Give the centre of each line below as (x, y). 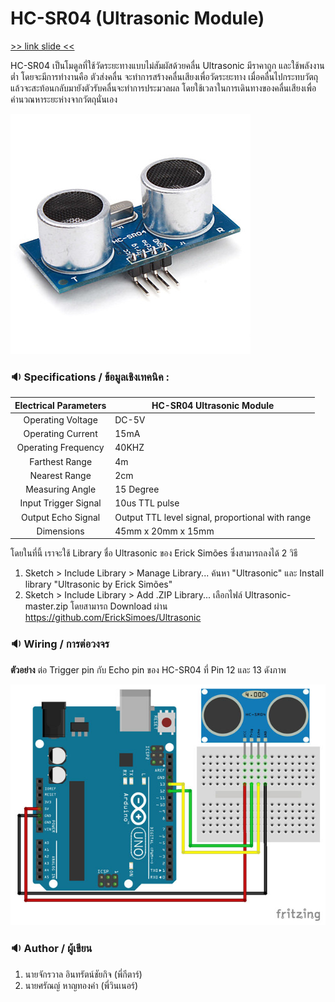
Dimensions (60, 531)
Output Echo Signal (61, 517)
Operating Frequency (60, 448)
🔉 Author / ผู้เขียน (51, 949)
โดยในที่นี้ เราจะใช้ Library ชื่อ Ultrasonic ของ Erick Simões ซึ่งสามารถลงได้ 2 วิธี (154, 553)
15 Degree (137, 489)
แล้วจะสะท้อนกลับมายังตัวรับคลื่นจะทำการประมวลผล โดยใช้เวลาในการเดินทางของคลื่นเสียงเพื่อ (163, 88)
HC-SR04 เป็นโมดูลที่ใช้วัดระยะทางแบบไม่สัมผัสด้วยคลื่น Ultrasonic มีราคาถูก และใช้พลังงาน (167, 65)
